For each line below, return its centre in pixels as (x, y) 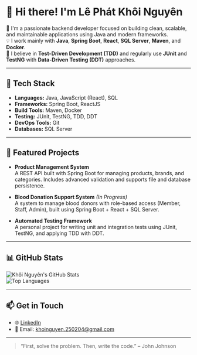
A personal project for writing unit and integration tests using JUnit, (96, 227)
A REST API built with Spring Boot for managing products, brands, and (99, 173)
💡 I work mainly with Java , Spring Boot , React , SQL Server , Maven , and (93, 40)
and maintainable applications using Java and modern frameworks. (87, 34)
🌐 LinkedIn (28, 323)
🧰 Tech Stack (30, 83)
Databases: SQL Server (43, 129)
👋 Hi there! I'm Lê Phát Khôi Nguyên (94, 12)
